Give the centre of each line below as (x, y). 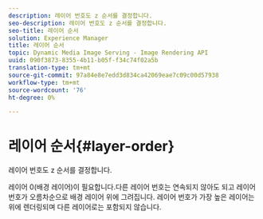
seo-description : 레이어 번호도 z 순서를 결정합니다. (88, 23)
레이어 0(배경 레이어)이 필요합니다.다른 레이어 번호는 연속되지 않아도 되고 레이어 (132, 187)
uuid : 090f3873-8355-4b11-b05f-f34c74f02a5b (83, 61)
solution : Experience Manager (59, 38)
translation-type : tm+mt (49, 68)
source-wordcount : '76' (48, 90)
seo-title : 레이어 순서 (43, 30)
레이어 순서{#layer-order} (92, 147)
